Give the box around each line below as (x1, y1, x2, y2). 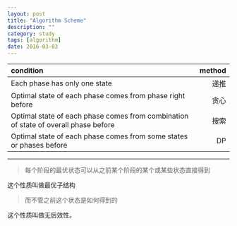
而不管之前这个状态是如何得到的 (24, 196, 118, 204)
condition (11, 66, 44, 75)
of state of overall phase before (11, 120, 115, 129)
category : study (7, 30, 55, 37)
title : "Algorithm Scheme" (7, 17, 87, 24)
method (200, 66, 226, 75)
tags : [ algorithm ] (7, 37, 61, 44)
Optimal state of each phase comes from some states (11, 131, 188, 141)
